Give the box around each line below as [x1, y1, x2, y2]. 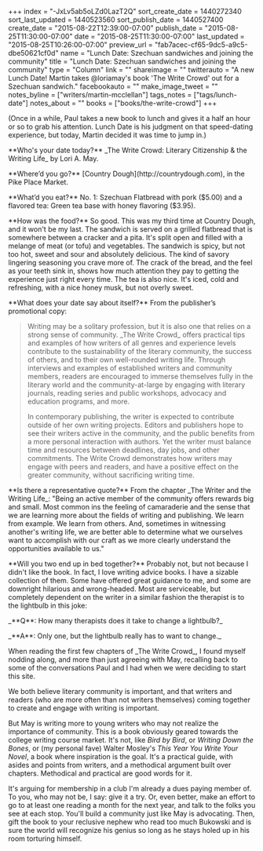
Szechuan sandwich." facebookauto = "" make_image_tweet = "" [8, 82, 218, 91]
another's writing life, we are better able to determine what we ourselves [8, 528, 243, 536]
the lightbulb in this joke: [8, 601, 88, 610]
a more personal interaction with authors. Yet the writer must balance [27, 437, 252, 446]
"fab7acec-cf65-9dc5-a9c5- [154, 40, 249, 49]
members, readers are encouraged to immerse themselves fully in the [27, 372, 254, 381]
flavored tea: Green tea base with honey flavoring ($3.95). [8, 201, 196, 210]
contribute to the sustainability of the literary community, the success [27, 347, 253, 356]
